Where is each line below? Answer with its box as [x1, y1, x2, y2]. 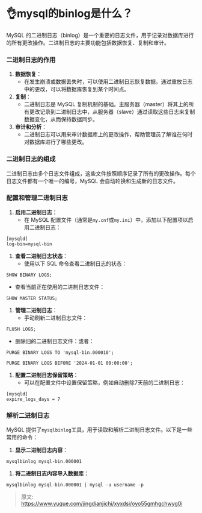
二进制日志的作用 [6, 55, 56, 64]
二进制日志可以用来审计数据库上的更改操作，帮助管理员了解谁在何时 [23, 131, 193, 138]
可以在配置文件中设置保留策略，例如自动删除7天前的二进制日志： [23, 379, 185, 386]
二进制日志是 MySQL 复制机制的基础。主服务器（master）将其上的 [23, 101, 189, 108]
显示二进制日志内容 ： [14, 447, 68, 454]
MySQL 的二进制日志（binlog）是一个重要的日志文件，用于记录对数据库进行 [6, 31, 194, 39]
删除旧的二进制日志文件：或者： [14, 337, 94, 345]
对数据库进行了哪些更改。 [23, 138, 88, 146]
